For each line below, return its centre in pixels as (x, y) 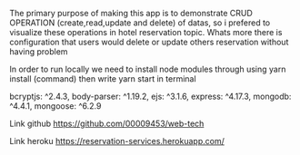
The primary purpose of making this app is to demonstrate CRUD (131, 13)
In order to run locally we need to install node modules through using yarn (148, 69)
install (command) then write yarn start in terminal (103, 79)
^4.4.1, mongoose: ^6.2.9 (55, 106)
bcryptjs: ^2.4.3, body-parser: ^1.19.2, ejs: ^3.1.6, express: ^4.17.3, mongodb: (150, 96)
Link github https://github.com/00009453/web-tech (107, 123)
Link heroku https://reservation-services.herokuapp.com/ (117, 141)
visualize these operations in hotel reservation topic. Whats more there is (146, 32)
